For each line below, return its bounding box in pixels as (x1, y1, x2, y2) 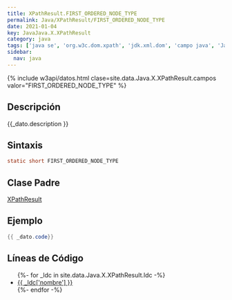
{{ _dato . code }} (7, 233, 54, 240)
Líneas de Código (7, 252, 84, 264)
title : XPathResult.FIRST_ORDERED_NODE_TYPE (7, 10, 137, 17)
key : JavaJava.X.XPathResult (7, 29, 91, 37)
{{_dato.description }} (7, 119, 69, 128)
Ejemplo (7, 215, 43, 227)
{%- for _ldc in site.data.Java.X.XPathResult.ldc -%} (17, 270, 166, 279)
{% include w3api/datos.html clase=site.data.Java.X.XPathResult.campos (7, 74, 216, 82)
